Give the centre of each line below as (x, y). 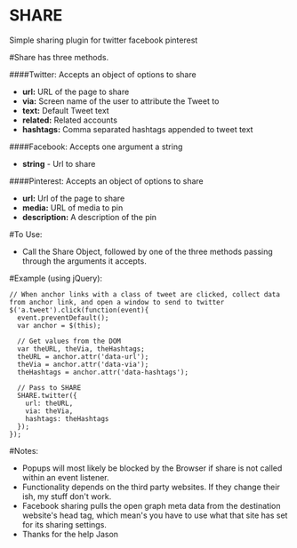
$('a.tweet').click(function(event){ (79, 310)
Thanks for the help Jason (70, 534)
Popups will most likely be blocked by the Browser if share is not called (152, 468)
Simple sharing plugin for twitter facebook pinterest (104, 40)
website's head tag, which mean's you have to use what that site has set (155, 515)
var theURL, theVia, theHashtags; (81, 349)
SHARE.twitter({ (47, 395)
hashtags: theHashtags (67, 418)
